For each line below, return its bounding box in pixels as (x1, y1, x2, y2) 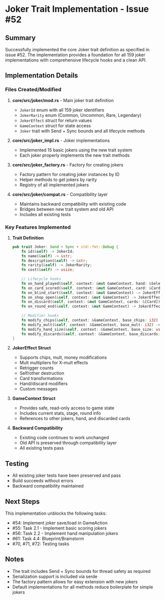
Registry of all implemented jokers (19, 181, 89, 188)
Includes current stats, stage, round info (19, 410, 101, 416)
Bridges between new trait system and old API (19, 206, 114, 212)
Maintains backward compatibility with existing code (19, 201, 127, 207)
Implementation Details (5, 71, 78, 80)
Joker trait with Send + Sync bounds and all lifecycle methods (19, 128, 145, 134)
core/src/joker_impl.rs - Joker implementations (12, 137, 110, 143)
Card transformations (19, 376, 63, 382)
